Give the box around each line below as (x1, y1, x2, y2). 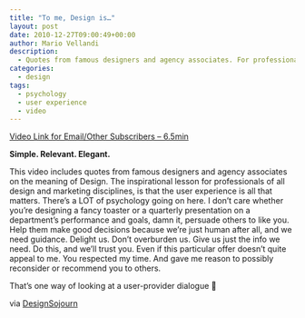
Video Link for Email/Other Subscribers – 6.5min (9, 131, 189, 142)
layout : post (9, 22, 59, 31)
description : (9, 47, 59, 56)
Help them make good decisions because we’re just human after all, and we (9, 224, 292, 235)
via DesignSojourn (9, 298, 79, 309)
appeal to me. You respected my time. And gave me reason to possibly (9, 253, 274, 264)
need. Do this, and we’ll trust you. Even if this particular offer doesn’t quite (9, 243, 287, 254)
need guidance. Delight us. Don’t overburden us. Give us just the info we (9, 234, 280, 245)
